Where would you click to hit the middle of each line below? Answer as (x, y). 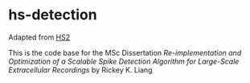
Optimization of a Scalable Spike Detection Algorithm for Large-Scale (124, 61)
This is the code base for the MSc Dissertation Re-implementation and (125, 52)
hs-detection (53, 15)
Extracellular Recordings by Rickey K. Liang (80, 69)
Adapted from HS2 (39, 37)
